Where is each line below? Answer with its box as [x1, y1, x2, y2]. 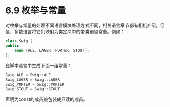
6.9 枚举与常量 [5, 5, 66, 16]
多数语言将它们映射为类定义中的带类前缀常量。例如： [14, 28, 125, 34]
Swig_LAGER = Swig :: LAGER [5, 77, 60, 82]
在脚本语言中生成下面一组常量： [5, 63, 72, 69]
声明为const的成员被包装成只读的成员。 [5, 96, 88, 102]
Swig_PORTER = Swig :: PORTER [5, 82, 65, 87]
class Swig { [5, 38, 33, 43]
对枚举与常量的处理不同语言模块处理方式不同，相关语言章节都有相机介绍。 [5, 22, 160, 28]
